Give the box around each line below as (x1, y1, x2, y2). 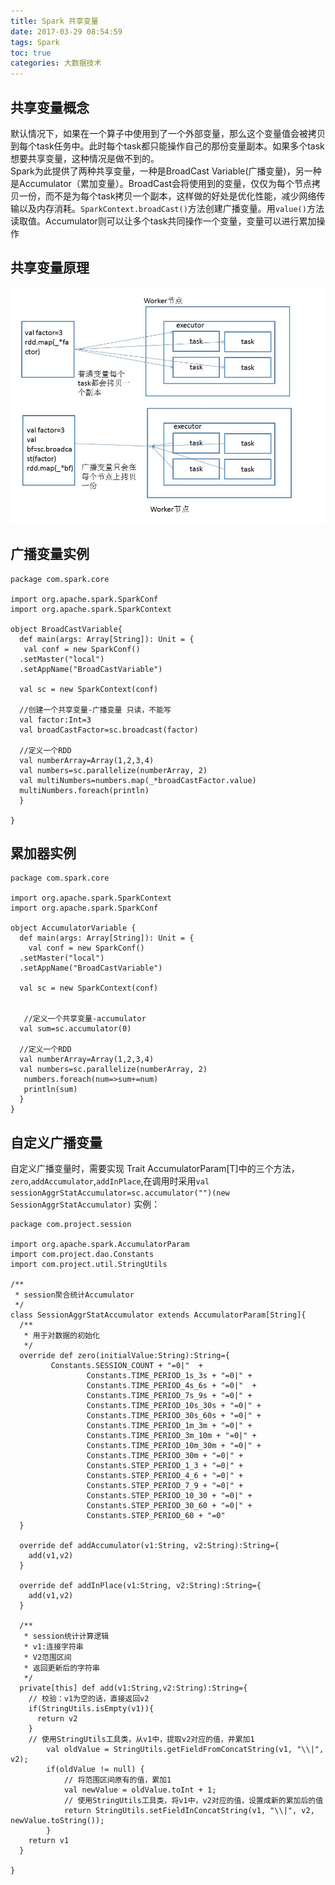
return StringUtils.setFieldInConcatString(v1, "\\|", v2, (63, 1806, 315, 1816)
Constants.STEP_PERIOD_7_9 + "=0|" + (86, 1481, 244, 1491)
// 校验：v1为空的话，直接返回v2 (28, 1694, 150, 1704)
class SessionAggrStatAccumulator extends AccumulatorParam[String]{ (10, 1310, 307, 1320)
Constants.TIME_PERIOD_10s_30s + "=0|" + (86, 1401, 262, 1411)
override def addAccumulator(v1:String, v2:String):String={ (19, 1541, 280, 1551)
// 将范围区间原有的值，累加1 (63, 1775, 172, 1785)
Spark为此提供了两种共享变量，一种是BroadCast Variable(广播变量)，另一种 (10, 165, 322, 177)
